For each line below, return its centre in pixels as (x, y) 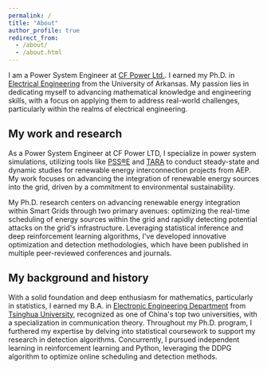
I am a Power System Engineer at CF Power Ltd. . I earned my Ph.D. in (122, 75)
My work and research (65, 134)
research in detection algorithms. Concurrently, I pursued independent (124, 340)
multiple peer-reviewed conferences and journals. (90, 253)
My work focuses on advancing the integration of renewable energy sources (134, 178)
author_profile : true (44, 30)
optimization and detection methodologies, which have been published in (128, 244)
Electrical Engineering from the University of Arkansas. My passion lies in (129, 84)
